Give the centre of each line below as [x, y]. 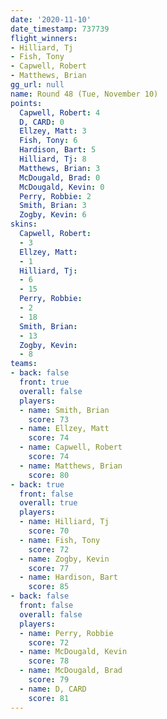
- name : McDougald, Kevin [73, 652]
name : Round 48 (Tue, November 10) [84, 94]
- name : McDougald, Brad [71, 671]
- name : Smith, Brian [64, 410]
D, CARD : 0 [42, 122]
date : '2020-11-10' [51, 19]
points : [26, 103]
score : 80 [49, 475]
